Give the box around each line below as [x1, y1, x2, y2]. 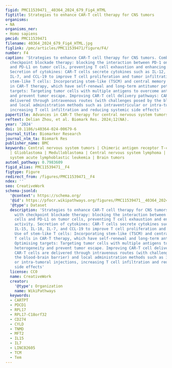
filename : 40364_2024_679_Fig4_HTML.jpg [5, 41, 93, 46]
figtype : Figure [5, 169, 40, 175]
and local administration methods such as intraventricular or [10, 103, 147, 108]
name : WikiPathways [14, 288, 56, 293]
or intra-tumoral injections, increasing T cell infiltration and [14, 259, 159, 265]
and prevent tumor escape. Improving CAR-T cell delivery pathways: [10, 93, 159, 98]
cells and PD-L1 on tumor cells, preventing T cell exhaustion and [14, 217, 161, 222]
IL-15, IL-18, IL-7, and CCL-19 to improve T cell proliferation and [14, 226, 166, 232]
